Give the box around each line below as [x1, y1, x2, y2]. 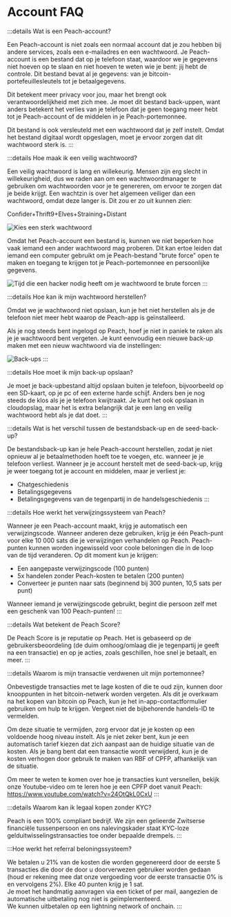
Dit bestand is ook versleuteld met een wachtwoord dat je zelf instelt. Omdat [7, 126, 225, 134]
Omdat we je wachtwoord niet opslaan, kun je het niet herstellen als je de [7, 306, 215, 314]
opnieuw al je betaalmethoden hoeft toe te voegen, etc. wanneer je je [7, 452, 204, 460]
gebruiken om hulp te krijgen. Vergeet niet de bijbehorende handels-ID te [7, 704, 215, 713]
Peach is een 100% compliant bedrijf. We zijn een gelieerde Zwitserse [7, 816, 205, 825]
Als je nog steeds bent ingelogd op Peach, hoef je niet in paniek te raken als [7, 326, 223, 335]
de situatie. [7, 762, 39, 770]
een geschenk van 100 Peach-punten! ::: [7, 607, 122, 615]
